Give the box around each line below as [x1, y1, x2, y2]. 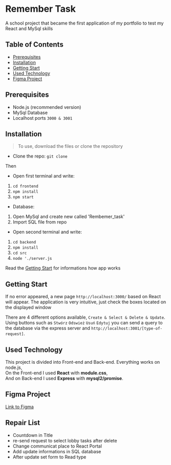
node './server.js [12, 256, 52, 261]
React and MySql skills [5, 25, 53, 31]
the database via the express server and [5, 325, 91, 331]
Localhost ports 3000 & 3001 [12, 115, 73, 121]
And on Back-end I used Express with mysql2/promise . [5, 375, 124, 381]
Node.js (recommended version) [12, 104, 81, 110]
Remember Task [5, 3, 76, 15]
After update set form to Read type [12, 454, 87, 460]
